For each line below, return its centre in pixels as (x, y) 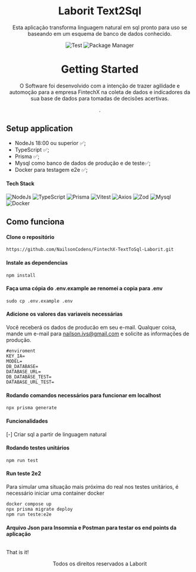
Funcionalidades (27, 421)
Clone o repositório (30, 237)
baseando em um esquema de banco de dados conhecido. (100, 33)
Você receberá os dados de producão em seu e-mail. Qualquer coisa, (91, 328)
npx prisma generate (32, 408)
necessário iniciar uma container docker (56, 493)
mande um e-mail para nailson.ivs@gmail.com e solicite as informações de (98, 334)
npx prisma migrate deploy (39, 509)
